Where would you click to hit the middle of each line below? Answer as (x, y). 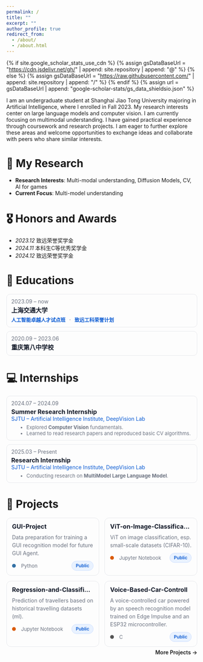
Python (29, 566)
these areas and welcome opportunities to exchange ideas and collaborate (99, 132)
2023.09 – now (30, 301)
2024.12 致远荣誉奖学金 (44, 256)
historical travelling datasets (47, 608)
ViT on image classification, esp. (151, 537)
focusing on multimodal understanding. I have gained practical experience (99, 119)
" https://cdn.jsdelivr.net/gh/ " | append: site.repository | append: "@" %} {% (101, 69)
